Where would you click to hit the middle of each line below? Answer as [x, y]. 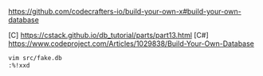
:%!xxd [19, 65]
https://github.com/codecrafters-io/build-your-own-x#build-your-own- [125, 11]
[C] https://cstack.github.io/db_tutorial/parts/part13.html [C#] [108, 35]
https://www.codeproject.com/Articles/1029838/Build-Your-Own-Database [131, 44]
